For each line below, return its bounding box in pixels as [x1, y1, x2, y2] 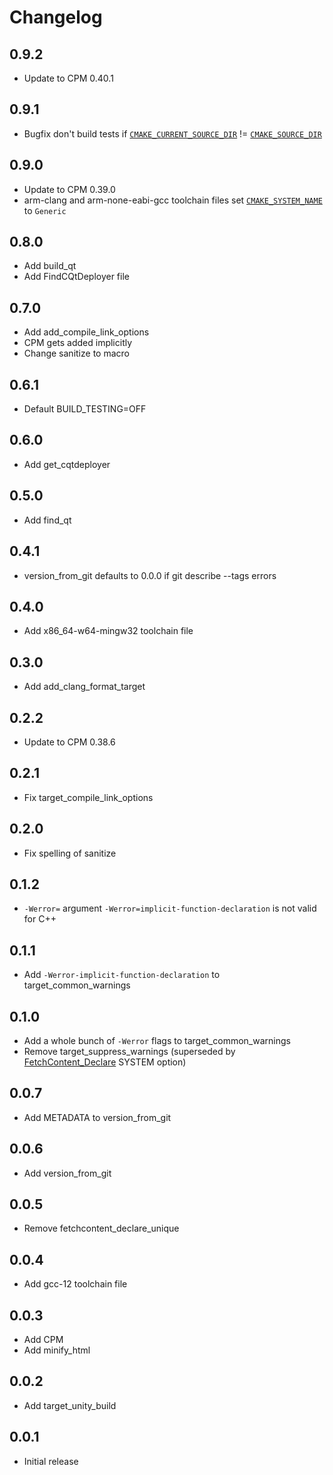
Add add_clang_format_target [23, 681, 146, 693]
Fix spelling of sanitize [23, 847, 117, 859]
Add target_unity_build [23, 1399, 117, 1411]
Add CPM [23, 1334, 64, 1346]
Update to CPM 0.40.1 [23, 72, 114, 84]
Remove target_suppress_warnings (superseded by [23, 1046, 236, 1057]
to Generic [23, 204, 67, 216]
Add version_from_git [23, 1167, 112, 1179]
